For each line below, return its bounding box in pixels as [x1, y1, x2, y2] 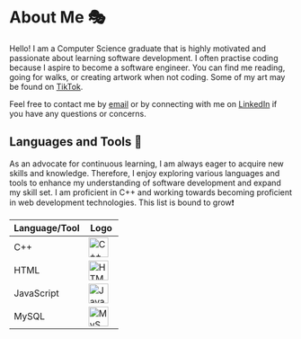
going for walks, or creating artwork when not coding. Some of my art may [9, 71, 286, 82]
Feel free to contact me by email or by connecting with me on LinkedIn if [9, 98, 278, 109]
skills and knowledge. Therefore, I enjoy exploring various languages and [9, 167, 280, 178]
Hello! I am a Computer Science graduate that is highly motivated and [9, 42, 267, 54]
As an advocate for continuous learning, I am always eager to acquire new [9, 158, 285, 169]
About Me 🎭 [9, 7, 106, 28]
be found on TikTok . [9, 81, 84, 92]
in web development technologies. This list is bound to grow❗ [9, 197, 235, 208]
